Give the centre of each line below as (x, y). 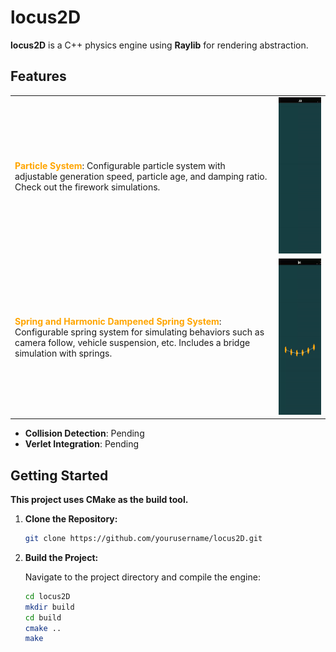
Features (38, 76)
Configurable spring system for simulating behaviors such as (139, 332)
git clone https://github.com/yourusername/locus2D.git (143, 539)
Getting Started (59, 475)
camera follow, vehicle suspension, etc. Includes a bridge (132, 343)
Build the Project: (61, 557)
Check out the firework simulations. (87, 187)
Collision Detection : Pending (84, 433)
